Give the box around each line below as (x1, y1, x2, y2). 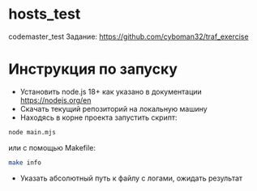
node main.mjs (8, 128, 57, 136)
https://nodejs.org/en (19, 95, 92, 105)
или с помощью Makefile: (8, 142, 96, 152)
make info (8, 159, 42, 167)
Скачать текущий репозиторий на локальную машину (19, 104, 208, 113)
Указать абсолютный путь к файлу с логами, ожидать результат (19, 173, 243, 183)
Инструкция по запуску (8, 60, 178, 79)
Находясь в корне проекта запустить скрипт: (19, 112, 178, 122)
